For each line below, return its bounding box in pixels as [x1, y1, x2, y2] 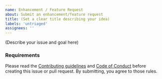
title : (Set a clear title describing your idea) [5, 16, 110, 21]
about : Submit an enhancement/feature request [5, 12, 103, 17]
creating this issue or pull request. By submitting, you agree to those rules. [5, 68, 158, 75]
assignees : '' [5, 26, 35, 31]
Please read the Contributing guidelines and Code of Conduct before [5, 63, 146, 69]
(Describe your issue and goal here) [5, 39, 79, 45]
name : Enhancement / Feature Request [5, 7, 83, 12]
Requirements [5, 52, 40, 59]
